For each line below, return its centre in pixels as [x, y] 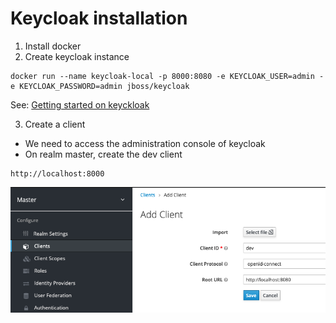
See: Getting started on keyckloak [80, 104]
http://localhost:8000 [57, 173]
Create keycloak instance [77, 56]
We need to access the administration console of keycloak [145, 143]
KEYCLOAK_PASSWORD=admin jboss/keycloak [104, 86]
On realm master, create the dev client [103, 154]
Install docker [53, 46]
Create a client [55, 124]
